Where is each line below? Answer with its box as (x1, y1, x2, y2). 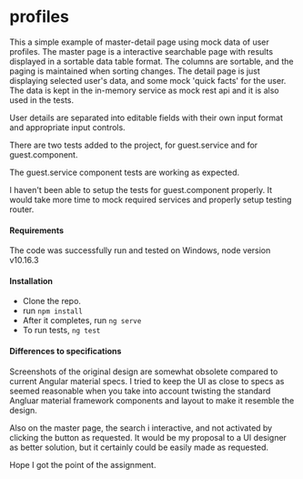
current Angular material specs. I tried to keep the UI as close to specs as (9, 375, 285, 386)
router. (9, 203, 35, 215)
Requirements (9, 225, 65, 236)
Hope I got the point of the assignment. (9, 459, 157, 470)
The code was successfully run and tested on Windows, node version (9, 245, 271, 256)
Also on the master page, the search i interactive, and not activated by (9, 422, 273, 433)
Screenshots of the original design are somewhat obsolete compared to (9, 366, 278, 377)
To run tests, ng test (22, 325, 101, 336)
